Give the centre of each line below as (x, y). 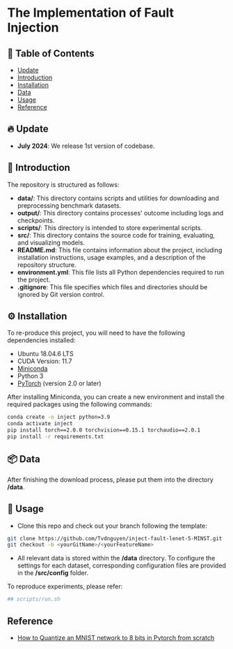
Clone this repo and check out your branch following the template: (112, 526)
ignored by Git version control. (61, 294)
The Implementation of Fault (91, 13)
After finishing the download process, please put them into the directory (110, 480)
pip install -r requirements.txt (56, 437)
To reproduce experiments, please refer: (65, 586)
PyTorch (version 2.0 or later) (59, 383)
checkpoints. (36, 220)
